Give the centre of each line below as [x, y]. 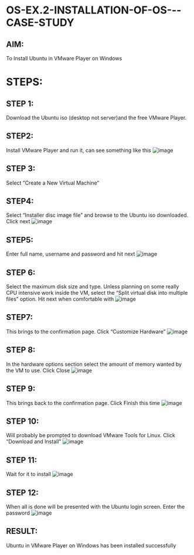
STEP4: [20, 201]
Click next [18, 222]
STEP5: [20, 240]
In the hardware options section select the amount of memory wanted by [94, 364]
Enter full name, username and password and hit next [71, 254]
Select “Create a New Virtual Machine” [53, 183]
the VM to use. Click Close [38, 370]
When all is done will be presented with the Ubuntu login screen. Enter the [96, 506]
